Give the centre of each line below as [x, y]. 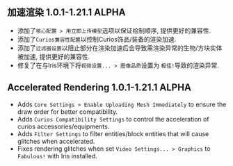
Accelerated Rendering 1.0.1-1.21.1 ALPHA [99, 88]
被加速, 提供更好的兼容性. [54, 56]
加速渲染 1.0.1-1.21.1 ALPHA [66, 13]
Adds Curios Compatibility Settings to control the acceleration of [113, 119]
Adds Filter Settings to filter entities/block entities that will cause [113, 133]
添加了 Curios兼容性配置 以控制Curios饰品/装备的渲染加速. [97, 39]
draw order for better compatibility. [67, 111]
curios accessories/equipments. [63, 126]
